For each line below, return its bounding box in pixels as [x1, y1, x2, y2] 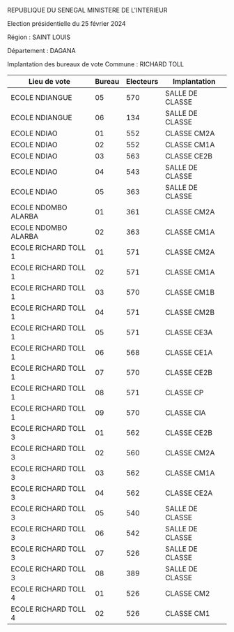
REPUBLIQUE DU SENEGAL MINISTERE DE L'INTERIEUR [7, 6, 168, 14]
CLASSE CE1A [164, 348, 213, 357]
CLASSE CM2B [164, 307, 214, 317]
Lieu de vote [28, 77, 71, 86]
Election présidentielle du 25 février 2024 [7, 20, 127, 27]
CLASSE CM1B [164, 288, 214, 297]
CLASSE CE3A [164, 328, 213, 337]
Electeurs [125, 77, 159, 86]
